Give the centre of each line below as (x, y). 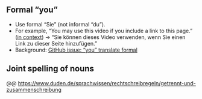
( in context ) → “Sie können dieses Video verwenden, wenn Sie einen (100, 37)
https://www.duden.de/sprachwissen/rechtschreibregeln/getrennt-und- (107, 83)
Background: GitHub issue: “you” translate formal (76, 50)
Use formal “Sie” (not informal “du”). (60, 24)
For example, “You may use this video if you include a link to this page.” (104, 31)
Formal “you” (32, 10)
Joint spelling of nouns (50, 69)
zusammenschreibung (34, 89)
